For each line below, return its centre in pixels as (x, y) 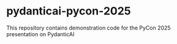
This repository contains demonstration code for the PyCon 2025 (88, 28)
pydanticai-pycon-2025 (69, 11)
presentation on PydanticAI (40, 34)
